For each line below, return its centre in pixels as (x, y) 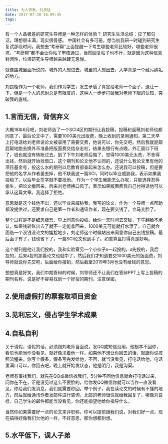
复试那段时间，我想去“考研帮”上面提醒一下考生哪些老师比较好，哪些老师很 (82, 47)
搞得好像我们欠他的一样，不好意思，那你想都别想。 (62, 418)
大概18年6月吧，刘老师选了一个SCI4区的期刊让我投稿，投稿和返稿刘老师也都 (84, 130)
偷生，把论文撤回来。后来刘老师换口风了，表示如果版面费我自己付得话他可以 (84, 186)
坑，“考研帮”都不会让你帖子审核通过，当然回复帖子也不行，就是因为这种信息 (84, 53)
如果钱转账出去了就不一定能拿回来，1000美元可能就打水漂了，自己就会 (87, 226)
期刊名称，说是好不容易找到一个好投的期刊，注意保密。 (62, 279)
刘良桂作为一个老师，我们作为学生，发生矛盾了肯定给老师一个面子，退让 (79, 87)
